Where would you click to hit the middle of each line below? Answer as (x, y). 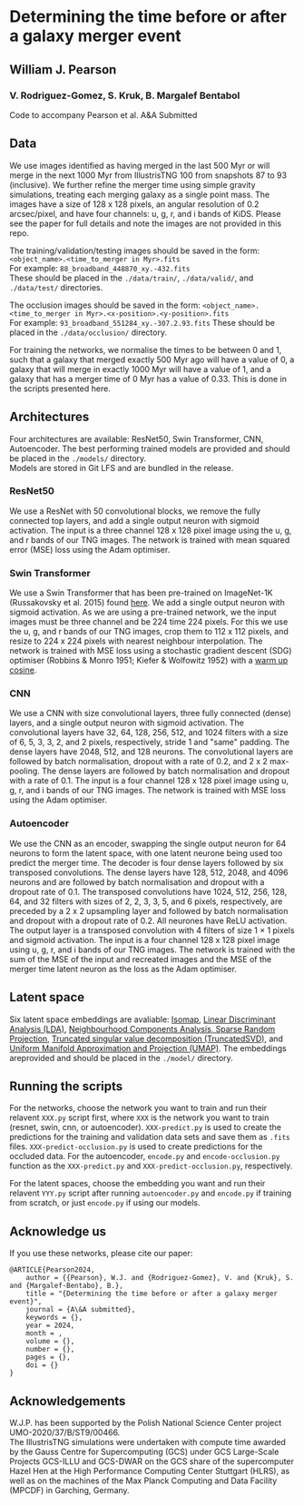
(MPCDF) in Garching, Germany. (69, 1490)
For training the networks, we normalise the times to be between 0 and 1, (146, 349)
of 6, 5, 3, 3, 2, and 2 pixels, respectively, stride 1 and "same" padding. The (150, 743)
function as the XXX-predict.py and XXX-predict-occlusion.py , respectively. (151, 1166)
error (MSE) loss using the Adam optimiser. (90, 549)
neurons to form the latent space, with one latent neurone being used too (146, 853)
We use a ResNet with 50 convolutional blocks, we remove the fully (135, 511)
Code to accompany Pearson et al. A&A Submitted (103, 114)
